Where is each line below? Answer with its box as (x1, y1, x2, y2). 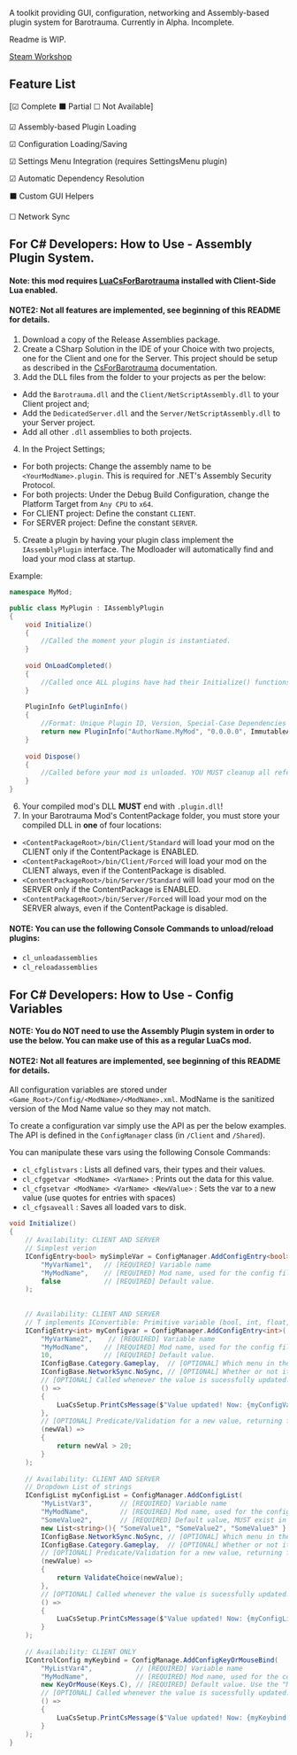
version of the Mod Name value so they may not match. (9, 1103, 211, 1114)
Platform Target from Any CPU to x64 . (21, 499, 154, 509)
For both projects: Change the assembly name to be (21, 461, 212, 471)
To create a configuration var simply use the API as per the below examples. (9, 1121, 287, 1131)
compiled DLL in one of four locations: (21, 819, 162, 830)
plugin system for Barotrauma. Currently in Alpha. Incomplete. (9, 17, 234, 27)
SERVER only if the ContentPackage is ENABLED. (21, 884, 202, 894)
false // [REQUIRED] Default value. (41, 1277, 216, 1285)
